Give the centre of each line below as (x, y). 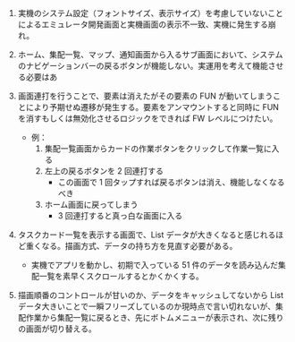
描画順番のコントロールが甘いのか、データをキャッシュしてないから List (151, 295)
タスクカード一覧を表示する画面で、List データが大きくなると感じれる (147, 235)
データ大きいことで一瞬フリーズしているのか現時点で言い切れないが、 (146, 306)
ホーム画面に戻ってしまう (91, 205)
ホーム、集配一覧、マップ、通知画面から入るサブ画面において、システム (150, 55)
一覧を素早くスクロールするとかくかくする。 (121, 276)
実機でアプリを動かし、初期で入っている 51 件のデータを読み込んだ (155, 265)
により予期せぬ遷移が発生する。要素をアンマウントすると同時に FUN (152, 107)
